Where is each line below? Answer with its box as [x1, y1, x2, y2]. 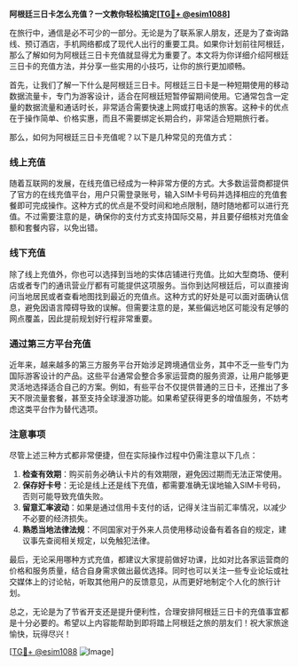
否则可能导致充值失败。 [21, 491, 108, 502]
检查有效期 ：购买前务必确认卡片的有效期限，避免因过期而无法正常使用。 [21, 469, 286, 480]
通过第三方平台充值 [9, 337, 91, 350]
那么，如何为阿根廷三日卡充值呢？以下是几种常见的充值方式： [9, 132, 235, 142]
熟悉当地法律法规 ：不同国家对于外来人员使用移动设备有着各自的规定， [21, 524, 279, 535]
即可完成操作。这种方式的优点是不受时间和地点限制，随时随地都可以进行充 [16, 200, 289, 211]
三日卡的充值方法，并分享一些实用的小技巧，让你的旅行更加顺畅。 [9, 61, 250, 71]
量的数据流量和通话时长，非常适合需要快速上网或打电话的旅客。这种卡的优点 [9, 102, 289, 112]
